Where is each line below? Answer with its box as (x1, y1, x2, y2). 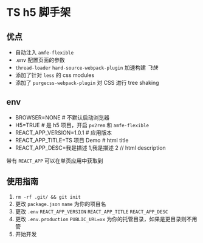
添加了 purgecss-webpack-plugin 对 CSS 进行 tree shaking (15, 79, 159, 86)
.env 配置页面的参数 (15, 56, 65, 64)
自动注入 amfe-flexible (15, 49, 74, 56)
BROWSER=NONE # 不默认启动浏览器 (15, 113, 110, 121)
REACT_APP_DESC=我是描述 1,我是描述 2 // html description (15, 144, 166, 151)
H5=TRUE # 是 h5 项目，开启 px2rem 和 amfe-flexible (15, 121, 150, 128)
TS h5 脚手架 (6, 5, 71, 19)
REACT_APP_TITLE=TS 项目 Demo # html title (15, 136, 129, 144)
